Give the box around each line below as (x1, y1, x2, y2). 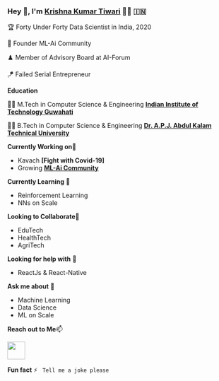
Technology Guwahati (7, 107, 73, 116)
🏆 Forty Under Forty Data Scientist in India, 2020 (7, 23, 152, 31)
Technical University (7, 129, 70, 137)
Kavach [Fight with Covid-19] (17, 156, 105, 165)
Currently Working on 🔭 (7, 143, 76, 151)
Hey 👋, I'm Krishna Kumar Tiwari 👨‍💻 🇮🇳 (7, 6, 147, 16)
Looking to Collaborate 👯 (7, 212, 80, 221)
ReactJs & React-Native (17, 269, 87, 277)
